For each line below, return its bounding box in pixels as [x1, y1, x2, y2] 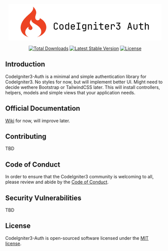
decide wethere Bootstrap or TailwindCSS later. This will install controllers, [5, 84, 160, 90]
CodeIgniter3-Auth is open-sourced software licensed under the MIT [5, 235, 149, 241]
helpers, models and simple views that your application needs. [5, 89, 136, 95]
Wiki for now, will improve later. [5, 118, 70, 124]
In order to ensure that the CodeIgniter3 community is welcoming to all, [5, 174, 154, 180]
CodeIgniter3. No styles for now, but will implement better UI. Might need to [5, 79, 163, 85]
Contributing [5, 132, 47, 141]
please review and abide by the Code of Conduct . [5, 179, 109, 185]
